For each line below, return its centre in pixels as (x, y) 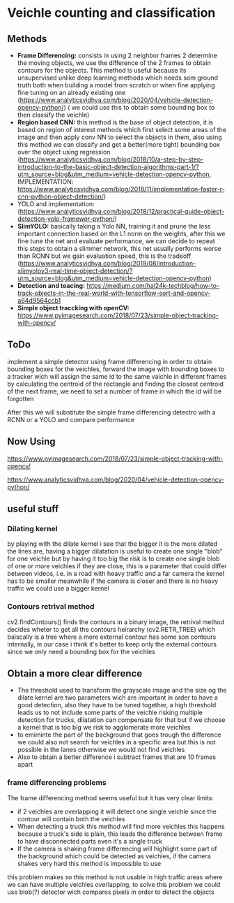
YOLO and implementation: (56, 204)
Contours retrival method (51, 607)
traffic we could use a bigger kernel (58, 588)
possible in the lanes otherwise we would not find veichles (101, 750)
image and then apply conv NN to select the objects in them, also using (119, 137)
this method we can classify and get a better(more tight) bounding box (119, 144)
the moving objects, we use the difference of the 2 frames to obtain (114, 63)
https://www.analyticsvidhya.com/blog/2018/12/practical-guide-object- (122, 211)
